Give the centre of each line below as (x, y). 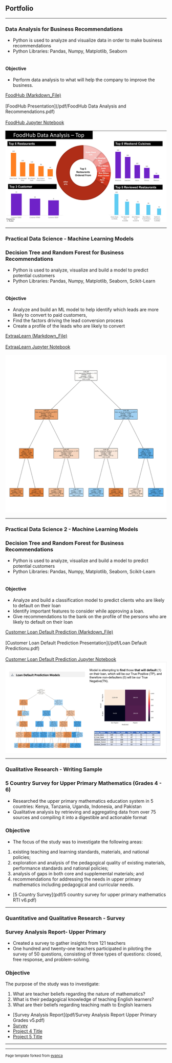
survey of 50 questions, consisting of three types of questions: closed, (87, 954)
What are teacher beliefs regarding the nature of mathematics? (79, 994)
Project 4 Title (27, 1031)
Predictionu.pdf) (23, 648)
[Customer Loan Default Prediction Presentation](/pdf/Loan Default (76, 643)
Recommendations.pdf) (30, 112)
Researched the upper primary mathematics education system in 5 (83, 801)
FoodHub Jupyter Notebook (35, 122)
